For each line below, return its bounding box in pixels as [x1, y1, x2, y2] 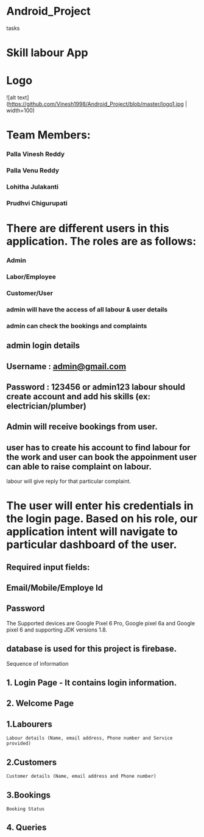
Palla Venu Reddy [6, 166, 60, 175]
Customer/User [6, 288, 54, 297]
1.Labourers [6, 719, 53, 729]
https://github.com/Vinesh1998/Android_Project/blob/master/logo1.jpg [8, 101, 184, 108]
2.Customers [6, 757, 57, 768]
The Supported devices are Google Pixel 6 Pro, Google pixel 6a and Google [6, 619, 195, 627]
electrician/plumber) [6, 401, 86, 411]
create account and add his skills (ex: [6, 391, 151, 402]
